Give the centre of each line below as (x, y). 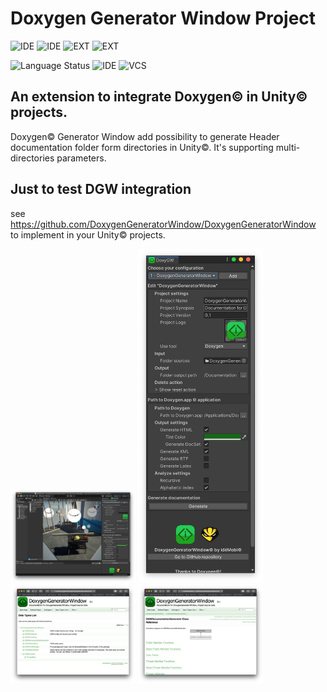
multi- (288, 147)
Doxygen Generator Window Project (163, 18)
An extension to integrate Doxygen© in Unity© (159, 97)
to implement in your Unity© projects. (88, 234)
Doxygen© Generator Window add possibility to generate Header (145, 136)
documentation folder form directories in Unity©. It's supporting (142, 147)
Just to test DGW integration (101, 189)
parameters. (81, 158)
